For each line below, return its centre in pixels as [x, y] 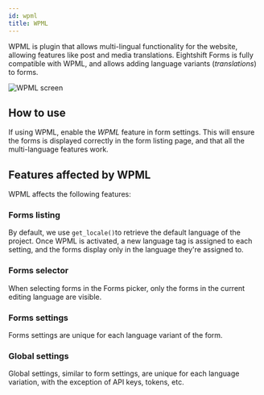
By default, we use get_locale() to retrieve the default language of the [125, 233]
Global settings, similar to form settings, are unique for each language [124, 374]
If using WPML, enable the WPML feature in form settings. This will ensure [132, 132]
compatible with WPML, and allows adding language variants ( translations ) [133, 63]
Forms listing [34, 215]
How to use [37, 112]
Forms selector [39, 271]
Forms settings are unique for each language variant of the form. [115, 335]
